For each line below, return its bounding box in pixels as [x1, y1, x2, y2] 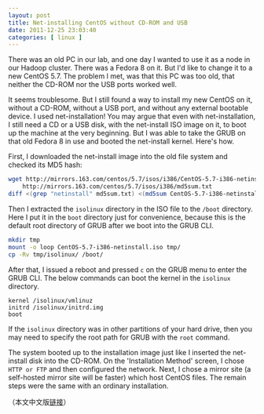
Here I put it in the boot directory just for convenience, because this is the [8, 212, 246, 222]
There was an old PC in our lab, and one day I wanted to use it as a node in [8, 55, 251, 64]
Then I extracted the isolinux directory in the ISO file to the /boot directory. [8, 204, 253, 213]
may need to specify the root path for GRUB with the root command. [8, 332, 230, 342]
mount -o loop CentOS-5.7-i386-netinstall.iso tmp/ [8, 243, 181, 251]
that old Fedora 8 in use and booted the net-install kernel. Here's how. [8, 136, 234, 146]
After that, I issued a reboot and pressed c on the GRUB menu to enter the [8, 264, 247, 274]
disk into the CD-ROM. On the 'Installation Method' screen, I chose [28, 356, 245, 365]
